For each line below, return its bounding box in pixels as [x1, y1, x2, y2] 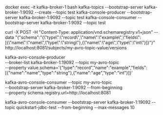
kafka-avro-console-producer [5, 54, 65, 60]
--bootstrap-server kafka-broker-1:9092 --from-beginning [5, 85, 123, 90]
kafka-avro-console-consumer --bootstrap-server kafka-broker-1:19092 [5, 99, 151, 105]
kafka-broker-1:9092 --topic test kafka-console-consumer [19, 15, 137, 20]
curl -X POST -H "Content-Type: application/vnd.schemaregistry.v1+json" [5, 29, 153, 35]
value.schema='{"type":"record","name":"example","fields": [27, 65, 147, 70]
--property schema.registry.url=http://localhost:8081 [5, 90, 111, 95]
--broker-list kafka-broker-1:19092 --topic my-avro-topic [5, 60, 120, 65]
